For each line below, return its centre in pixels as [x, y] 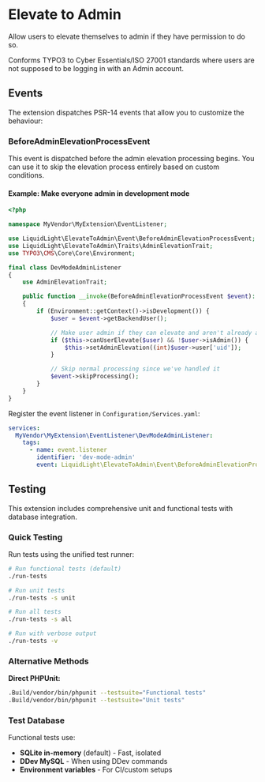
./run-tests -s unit [42, 598]
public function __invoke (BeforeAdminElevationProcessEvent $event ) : [139, 297]
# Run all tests [35, 612]
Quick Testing [35, 537]
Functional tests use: [42, 738]
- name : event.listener [68, 450]
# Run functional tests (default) [65, 569]
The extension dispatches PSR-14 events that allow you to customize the [126, 112]
